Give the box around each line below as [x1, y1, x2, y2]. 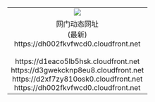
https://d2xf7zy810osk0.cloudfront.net [11, 74, 143, 84]
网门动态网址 [56, 19, 99, 29]
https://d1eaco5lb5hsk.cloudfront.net [15, 56, 140, 66]
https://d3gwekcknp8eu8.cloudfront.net [11, 65, 144, 75]
